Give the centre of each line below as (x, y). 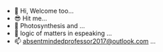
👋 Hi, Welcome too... (44, 11)
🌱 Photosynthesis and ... (49, 26)
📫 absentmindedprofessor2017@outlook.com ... (85, 41)
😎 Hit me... (30, 18)
